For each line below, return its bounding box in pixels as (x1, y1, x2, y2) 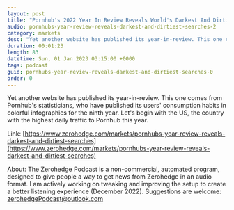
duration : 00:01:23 (7, 42, 64, 49)
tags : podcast (7, 62, 49, 69)
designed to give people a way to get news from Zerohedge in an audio (7, 172, 212, 181)
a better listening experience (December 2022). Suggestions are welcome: (7, 187, 221, 195)
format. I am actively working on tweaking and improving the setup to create (7, 180, 226, 188)
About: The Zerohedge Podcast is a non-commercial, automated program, (7, 165, 220, 174)
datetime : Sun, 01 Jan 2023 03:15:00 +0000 (7, 56, 136, 63)
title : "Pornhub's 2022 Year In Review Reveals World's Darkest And (7, 17, 210, 24)
